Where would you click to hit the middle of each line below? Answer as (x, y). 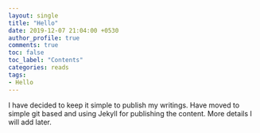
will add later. (30, 122)
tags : (17, 75)
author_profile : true (44, 38)
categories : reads (39, 68)
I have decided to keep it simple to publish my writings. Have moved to (124, 105)
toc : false (26, 53)
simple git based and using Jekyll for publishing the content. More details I (130, 113)
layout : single (33, 16)
